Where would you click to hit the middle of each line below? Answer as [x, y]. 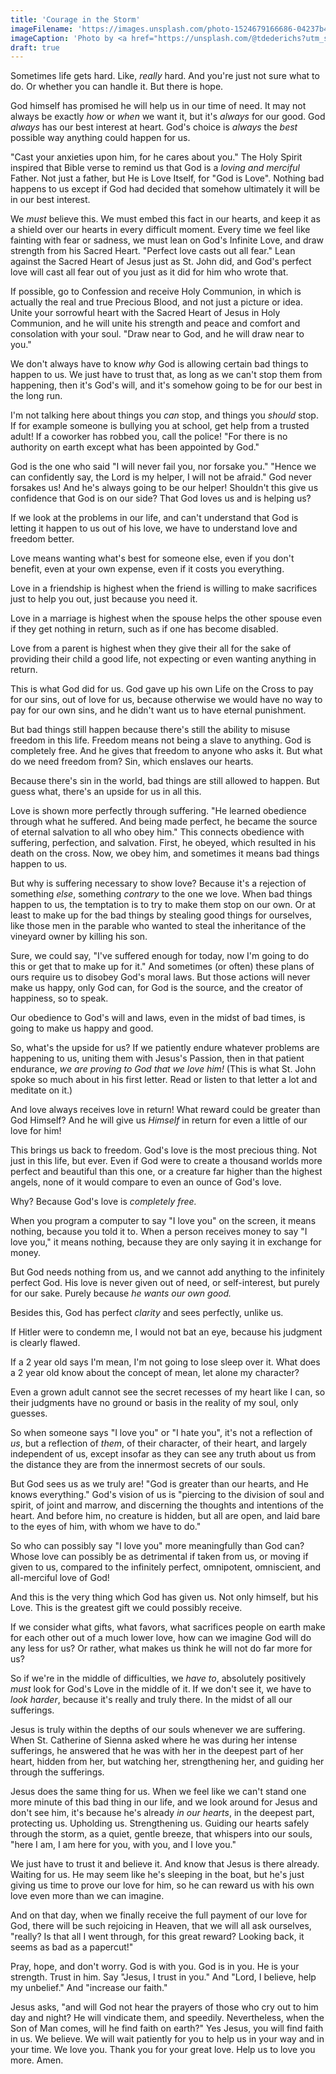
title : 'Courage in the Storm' [75, 19]
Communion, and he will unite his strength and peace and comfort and [155, 323]
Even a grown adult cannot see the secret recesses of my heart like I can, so [168, 1392]
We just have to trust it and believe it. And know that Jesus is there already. [165, 1864]
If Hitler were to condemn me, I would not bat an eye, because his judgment [166, 1332]
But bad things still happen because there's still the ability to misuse [150, 730]
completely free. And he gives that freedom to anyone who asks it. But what [166, 751]
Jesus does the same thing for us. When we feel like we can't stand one [158, 1792]
